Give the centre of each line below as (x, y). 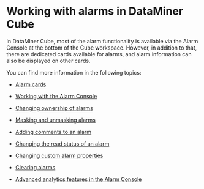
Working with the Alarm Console (56, 96)
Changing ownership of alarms (54, 108)
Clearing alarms (35, 167)
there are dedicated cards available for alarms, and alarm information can (99, 54)
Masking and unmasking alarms (55, 120)
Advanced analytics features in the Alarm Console (78, 179)
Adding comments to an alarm (53, 132)
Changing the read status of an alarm (62, 143)
